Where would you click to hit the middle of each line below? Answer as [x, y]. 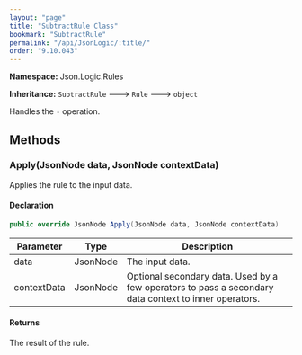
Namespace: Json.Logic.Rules [67, 76]
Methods [35, 140]
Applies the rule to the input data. [71, 184]
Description [208, 246]
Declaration [31, 205]
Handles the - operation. [55, 111]
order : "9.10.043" [44, 51]
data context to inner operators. [193, 298]
